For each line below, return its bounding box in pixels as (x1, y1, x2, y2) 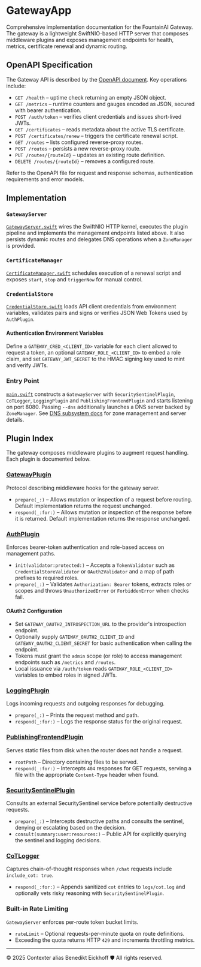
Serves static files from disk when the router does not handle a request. (6, 746, 183, 753)
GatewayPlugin (6, 470, 52, 479)
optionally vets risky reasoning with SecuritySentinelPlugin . (14, 890, 165, 897)
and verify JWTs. (6, 362, 48, 369)
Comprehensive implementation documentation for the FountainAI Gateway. (6, 23, 193, 31)
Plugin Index (6, 433, 54, 443)
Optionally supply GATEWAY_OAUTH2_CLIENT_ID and (14, 633, 135, 641)
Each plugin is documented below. (6, 455, 91, 463)
